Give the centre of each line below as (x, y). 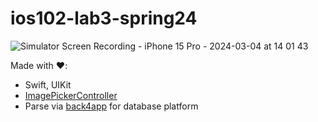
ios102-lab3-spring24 (104, 18)
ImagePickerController (71, 95)
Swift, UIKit (48, 84)
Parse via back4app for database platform (111, 106)
